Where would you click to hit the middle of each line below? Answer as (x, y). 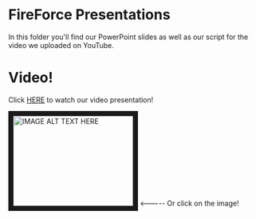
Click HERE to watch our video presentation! (81, 100)
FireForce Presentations (89, 15)
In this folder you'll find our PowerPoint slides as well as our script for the (128, 37)
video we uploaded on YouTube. (61, 45)
